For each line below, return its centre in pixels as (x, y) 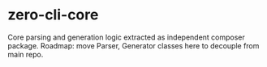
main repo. (26, 54)
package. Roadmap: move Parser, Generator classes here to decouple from (133, 45)
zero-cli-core (53, 15)
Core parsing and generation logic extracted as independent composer (126, 37)
